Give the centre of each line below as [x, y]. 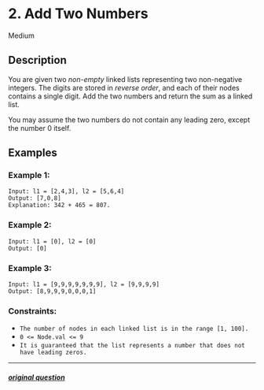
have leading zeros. [53, 353]
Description [37, 60]
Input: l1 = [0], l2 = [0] [52, 241]
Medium [22, 35]
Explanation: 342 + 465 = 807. [59, 206]
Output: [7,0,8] [35, 199]
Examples [33, 153]
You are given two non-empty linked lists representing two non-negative [125, 79]
